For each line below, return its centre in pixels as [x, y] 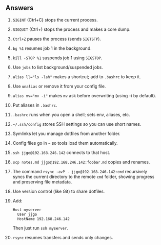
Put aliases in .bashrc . [35, 105]
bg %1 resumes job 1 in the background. [52, 48]
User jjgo [27, 214]
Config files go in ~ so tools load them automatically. [65, 143]
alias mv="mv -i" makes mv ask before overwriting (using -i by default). [84, 95]
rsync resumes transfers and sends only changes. [63, 238]
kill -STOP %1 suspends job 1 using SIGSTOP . [57, 58]
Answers [20, 8]
